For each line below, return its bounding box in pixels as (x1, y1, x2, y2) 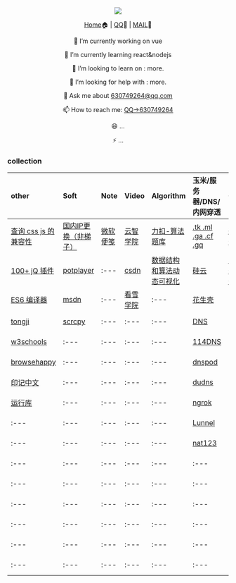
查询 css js (11, 226, 46, 236)
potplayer (63, 266, 95, 276)
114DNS (192, 337, 222, 347)
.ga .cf (192, 231, 214, 241)
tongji (11, 317, 29, 326)
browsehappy (11, 357, 56, 367)
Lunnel (192, 418, 216, 428)
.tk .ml (192, 222, 213, 232)
